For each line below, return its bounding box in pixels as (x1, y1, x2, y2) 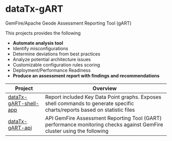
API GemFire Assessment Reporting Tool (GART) (45, 114, 162, 122)
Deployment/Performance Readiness (12, 67, 91, 73)
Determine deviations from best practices (12, 51, 101, 57)
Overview (92, 85, 117, 92)
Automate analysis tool (12, 39, 63, 46)
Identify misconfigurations (12, 45, 68, 51)
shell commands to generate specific (45, 99, 134, 107)
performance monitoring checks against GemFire (45, 121, 163, 128)
